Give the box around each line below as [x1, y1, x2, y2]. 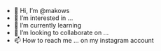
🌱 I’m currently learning [13, 21, 82, 29]
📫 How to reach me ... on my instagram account [13, 37, 154, 44]
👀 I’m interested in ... [13, 14, 73, 22]
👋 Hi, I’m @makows [13, 7, 70, 14]
